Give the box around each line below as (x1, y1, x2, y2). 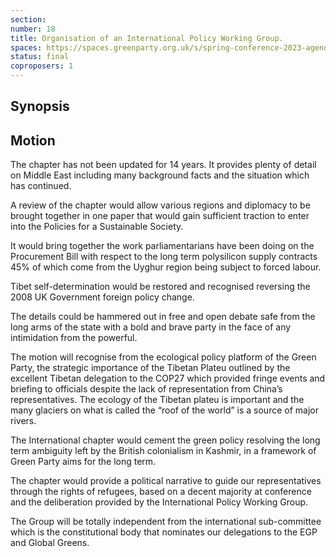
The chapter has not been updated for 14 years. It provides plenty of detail (10, 159, 317, 171)
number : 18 (10, 24, 56, 34)
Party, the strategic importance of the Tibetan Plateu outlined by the (10, 362, 291, 374)
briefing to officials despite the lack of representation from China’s (10, 383, 283, 395)
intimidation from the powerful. (10, 332, 138, 344)
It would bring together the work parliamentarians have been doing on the (10, 240, 315, 252)
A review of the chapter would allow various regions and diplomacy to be (10, 199, 311, 211)
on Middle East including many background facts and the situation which (10, 169, 310, 181)
